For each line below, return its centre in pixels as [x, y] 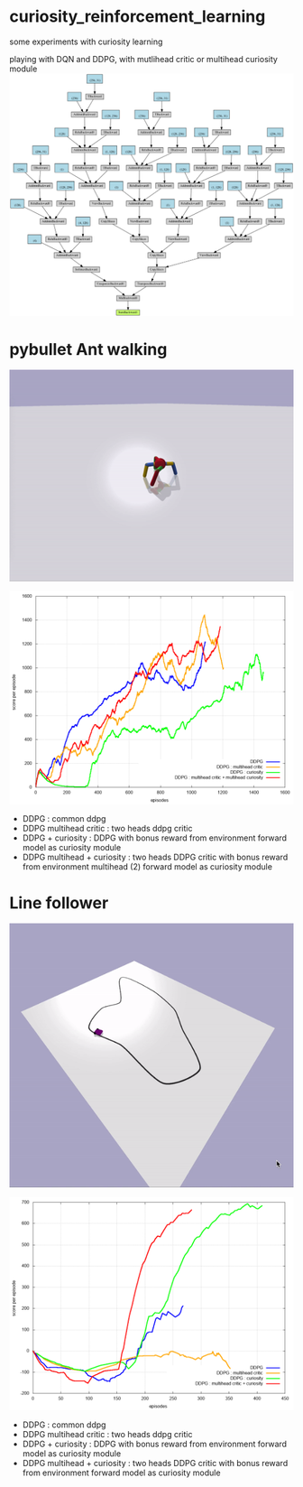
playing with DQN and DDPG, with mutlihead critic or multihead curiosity [143, 59]
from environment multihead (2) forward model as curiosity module [147, 867]
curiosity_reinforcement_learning [138, 17]
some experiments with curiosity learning [86, 42]
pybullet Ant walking [88, 349]
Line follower [59, 903]
